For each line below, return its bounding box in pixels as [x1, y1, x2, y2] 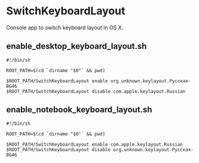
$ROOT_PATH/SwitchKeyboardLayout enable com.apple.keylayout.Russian [6, 142, 183, 147]
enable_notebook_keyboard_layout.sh [6, 104, 152, 115]
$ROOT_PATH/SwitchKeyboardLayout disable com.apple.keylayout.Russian [6, 88, 186, 94]
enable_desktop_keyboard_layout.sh [6, 41, 147, 51]
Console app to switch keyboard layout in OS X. [6, 24, 124, 31]
